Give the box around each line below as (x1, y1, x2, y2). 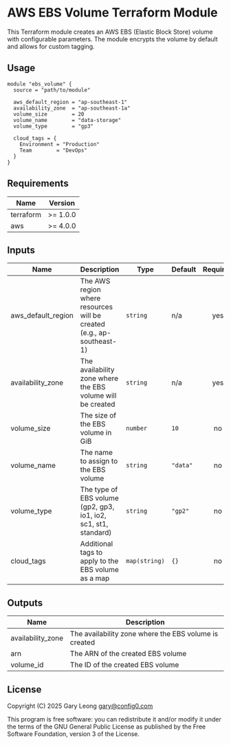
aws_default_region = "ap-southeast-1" (13, 99, 128, 105)
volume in (80, 428, 112, 438)
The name (80, 448, 113, 458)
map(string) (126, 557, 165, 565)
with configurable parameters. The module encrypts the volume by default (7, 34, 218, 43)
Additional (80, 539, 113, 549)
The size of (80, 411, 117, 420)
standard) (80, 528, 112, 538)
